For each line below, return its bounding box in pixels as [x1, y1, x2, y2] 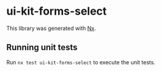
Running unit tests [6, 42, 78, 53]
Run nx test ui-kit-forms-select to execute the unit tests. [6, 58, 155, 65]
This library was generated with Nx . [6, 24, 96, 32]
